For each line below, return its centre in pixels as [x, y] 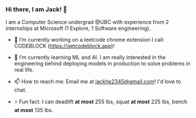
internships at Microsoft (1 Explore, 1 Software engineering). [78, 28]
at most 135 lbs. [34, 110]
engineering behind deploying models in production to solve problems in [102, 63]
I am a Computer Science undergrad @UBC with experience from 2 [87, 22]
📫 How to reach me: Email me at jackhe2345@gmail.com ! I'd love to [97, 82]
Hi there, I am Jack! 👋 [36, 9]
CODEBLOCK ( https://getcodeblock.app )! [64, 46]
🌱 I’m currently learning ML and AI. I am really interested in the [90, 58]
